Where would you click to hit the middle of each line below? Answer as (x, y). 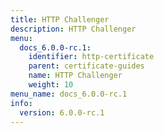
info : (21, 103)
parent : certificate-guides (86, 66)
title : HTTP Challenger (60, 19)
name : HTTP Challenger (75, 76)
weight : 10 (51, 85)
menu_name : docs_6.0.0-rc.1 (69, 94)
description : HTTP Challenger (73, 29)
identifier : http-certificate (91, 57)
